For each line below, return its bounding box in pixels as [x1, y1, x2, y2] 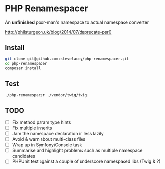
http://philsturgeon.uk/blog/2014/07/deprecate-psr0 [5, 29, 112, 35]
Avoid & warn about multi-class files [12, 136, 86, 142]
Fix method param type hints [12, 119, 71, 125]
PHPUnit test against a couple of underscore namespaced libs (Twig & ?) [12, 158, 161, 164]
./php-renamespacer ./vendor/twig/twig [5, 93, 87, 98]
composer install [5, 65, 41, 71]
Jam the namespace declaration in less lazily [12, 131, 104, 136]
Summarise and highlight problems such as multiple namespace [12, 147, 143, 154]
